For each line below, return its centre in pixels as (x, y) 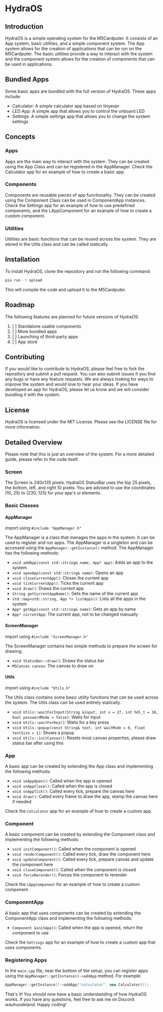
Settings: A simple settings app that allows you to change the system (81, 116)
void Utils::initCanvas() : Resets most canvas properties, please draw (84, 738)
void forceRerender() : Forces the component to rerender (70, 875)
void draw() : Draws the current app (48, 588)
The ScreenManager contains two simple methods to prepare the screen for (81, 646)
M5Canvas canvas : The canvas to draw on (53, 666)
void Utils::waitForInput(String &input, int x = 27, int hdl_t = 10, (85, 712)
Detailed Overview (34, 442)
